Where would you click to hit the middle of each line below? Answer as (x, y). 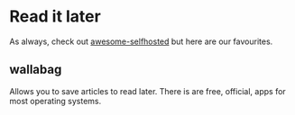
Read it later (55, 17)
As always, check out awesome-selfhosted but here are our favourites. (141, 41)
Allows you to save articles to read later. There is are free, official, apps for (147, 91)
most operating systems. (55, 101)
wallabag (36, 70)
